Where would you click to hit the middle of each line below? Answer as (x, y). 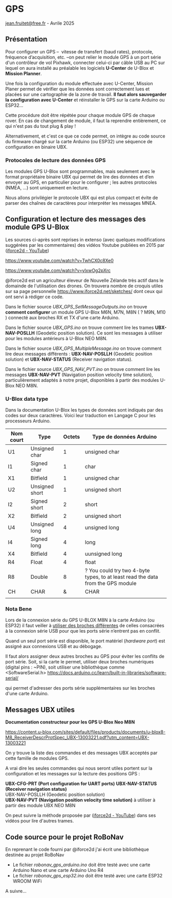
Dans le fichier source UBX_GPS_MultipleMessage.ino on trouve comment (83, 348)
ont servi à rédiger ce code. (35, 297)
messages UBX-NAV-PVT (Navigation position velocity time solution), (79, 375)
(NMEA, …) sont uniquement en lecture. (47, 188)
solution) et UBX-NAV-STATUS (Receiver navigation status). (69, 359)
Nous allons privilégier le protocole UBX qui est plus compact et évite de (82, 198)
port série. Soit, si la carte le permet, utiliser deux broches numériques (80, 662)
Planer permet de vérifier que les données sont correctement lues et (78, 89)
